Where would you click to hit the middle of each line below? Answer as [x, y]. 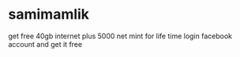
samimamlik [49, 14]
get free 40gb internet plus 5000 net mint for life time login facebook [120, 36]
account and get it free [45, 44]
